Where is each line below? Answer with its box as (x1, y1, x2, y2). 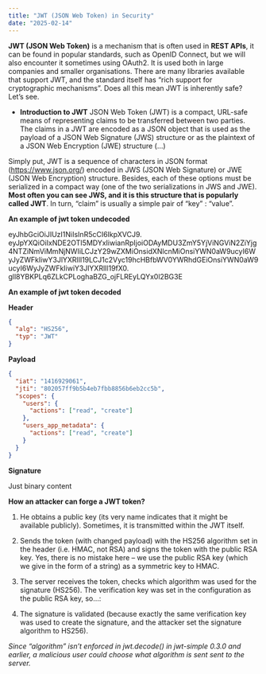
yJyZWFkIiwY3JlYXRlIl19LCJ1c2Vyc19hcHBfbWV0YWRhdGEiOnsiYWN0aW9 (8, 255, 259, 264)
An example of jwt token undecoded (8, 214, 130, 224)
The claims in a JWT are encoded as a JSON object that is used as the (19, 124, 251, 134)
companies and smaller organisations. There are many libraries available (8, 66, 245, 76)
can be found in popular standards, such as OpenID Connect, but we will (8, 49, 246, 59)
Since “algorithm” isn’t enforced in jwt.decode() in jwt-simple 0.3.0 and (8, 641, 241, 651)
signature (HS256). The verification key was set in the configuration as (19, 585, 252, 594)
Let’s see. (8, 92, 40, 101)
